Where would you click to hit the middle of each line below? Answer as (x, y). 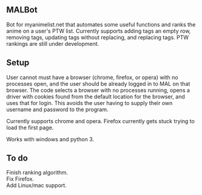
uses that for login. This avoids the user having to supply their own (89, 103)
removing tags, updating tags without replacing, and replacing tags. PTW (98, 37)
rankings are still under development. (53, 43)
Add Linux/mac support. (36, 185)
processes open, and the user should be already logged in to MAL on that (98, 83)
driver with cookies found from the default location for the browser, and (96, 97)
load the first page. (30, 127)
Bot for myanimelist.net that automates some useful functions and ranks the (101, 24)
